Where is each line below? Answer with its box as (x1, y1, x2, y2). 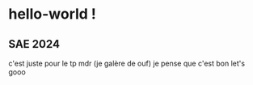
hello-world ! (8, 5, 97, 23)
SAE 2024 (8, 37, 61, 51)
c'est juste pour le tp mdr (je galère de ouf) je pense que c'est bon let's (8, 58, 245, 68)
